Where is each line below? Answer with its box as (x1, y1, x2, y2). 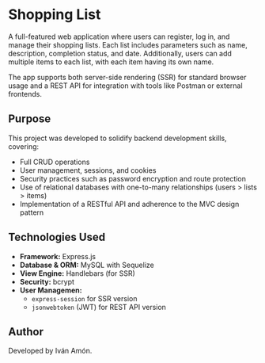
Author (8, 325, 44, 338)
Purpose (8, 113, 51, 126)
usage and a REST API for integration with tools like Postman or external (8, 81, 243, 90)
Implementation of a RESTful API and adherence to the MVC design (19, 199, 240, 208)
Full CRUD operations (19, 157, 90, 166)
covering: (8, 141, 40, 151)
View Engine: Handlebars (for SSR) (19, 268, 136, 278)
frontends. (8, 89, 42, 98)
